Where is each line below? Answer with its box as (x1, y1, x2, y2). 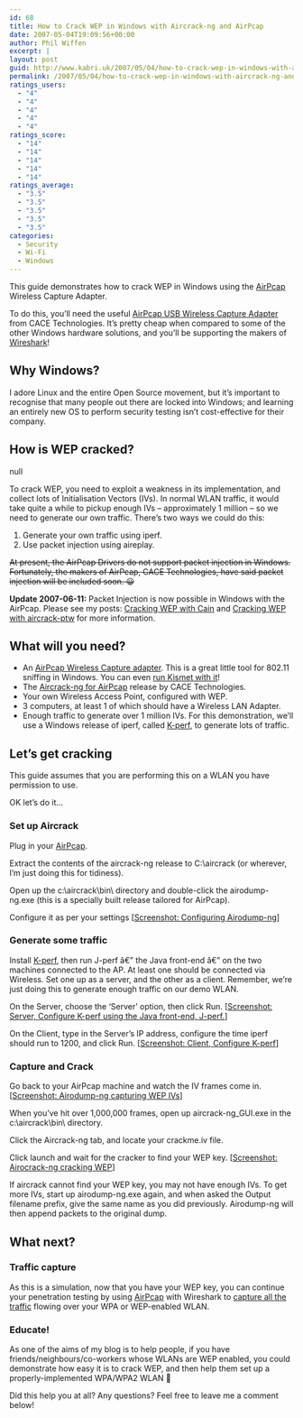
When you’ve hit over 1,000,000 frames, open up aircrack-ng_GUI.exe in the (9, 1108, 291, 1119)
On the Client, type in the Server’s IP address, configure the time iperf (9, 1027, 269, 1038)
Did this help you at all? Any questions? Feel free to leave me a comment (9, 1390, 280, 1401)
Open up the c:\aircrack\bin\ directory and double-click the (9, 885, 228, 896)
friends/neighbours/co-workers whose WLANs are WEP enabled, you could (9, 1354, 290, 1365)
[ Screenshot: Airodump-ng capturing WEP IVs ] (9, 1091, 183, 1101)
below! (9, 1400, 34, 1411)
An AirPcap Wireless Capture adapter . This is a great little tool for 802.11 (22, 662, 290, 673)
